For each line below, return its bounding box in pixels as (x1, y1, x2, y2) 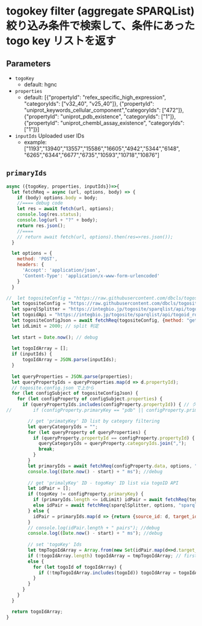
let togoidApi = (11, 312, 52, 318)
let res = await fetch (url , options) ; (17, 206, 114, 212)
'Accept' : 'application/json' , (22, 267, 101, 273)
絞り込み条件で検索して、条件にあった (6, 19, 195, 33)
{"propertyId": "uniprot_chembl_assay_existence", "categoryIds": (23, 120, 185, 126)
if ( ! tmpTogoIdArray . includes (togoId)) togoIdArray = (38, 569, 176, 576)
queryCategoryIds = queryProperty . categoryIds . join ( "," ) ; (38, 441, 187, 447)
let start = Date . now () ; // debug (11, 334, 98, 340)
